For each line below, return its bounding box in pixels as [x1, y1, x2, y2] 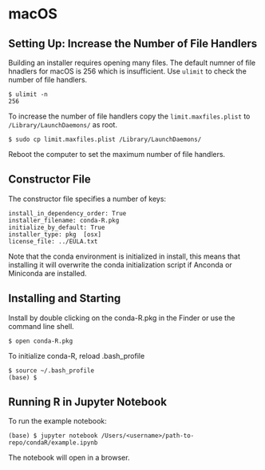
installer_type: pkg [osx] [8, 230, 102, 239]
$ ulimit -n [8, 90, 48, 98]
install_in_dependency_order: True [8, 209, 127, 217]
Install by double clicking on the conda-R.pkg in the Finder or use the [8, 313, 235, 323]
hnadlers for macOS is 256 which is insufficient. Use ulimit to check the [8, 66, 247, 76]
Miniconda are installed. [8, 268, 87, 278]
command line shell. [8, 321, 74, 331]
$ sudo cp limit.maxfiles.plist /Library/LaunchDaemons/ [8, 135, 202, 143]
